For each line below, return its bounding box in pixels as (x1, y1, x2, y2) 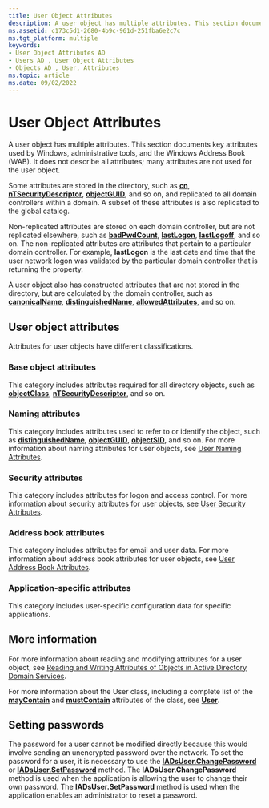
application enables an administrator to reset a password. (8, 790, 198, 800)
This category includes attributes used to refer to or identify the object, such (8, 426, 261, 436)
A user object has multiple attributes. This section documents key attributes (8, 139, 258, 149)
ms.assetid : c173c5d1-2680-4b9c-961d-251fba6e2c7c (8, 26, 181, 34)
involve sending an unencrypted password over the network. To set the (8, 748, 244, 757)
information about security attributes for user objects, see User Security (8, 499, 247, 509)
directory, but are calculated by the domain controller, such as (8, 289, 213, 298)
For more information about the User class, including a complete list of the (8, 686, 254, 696)
